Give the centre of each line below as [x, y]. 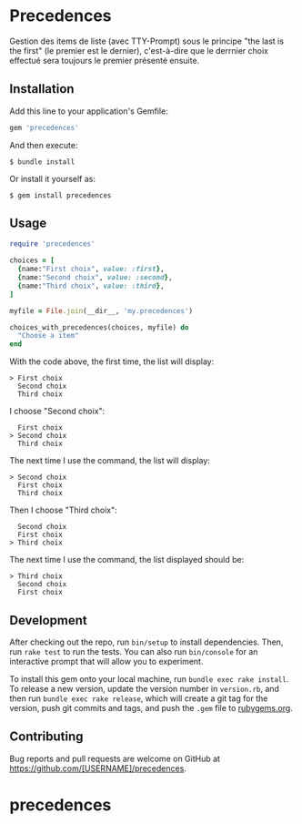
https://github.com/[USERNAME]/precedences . [98, 768]
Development [49, 620]
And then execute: [44, 145]
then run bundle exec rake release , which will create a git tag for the [139, 698]
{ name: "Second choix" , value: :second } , [95, 278]
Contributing [46, 737]
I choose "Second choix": [57, 412]
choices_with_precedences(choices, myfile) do [99, 327]
